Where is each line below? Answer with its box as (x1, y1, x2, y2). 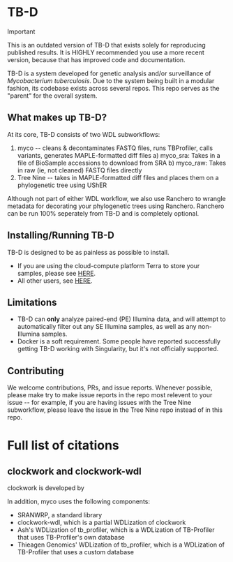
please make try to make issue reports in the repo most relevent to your (7, 391, 213, 399)
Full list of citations (7, 438, 120, 454)
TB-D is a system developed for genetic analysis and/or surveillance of (7, 69, 211, 77)
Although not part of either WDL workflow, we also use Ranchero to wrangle (7, 194, 226, 202)
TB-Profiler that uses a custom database (17, 548, 135, 556)
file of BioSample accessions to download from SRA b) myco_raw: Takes (17, 158, 227, 167)
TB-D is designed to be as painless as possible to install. (7, 248, 170, 256)
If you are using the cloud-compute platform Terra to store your (17, 261, 200, 269)
